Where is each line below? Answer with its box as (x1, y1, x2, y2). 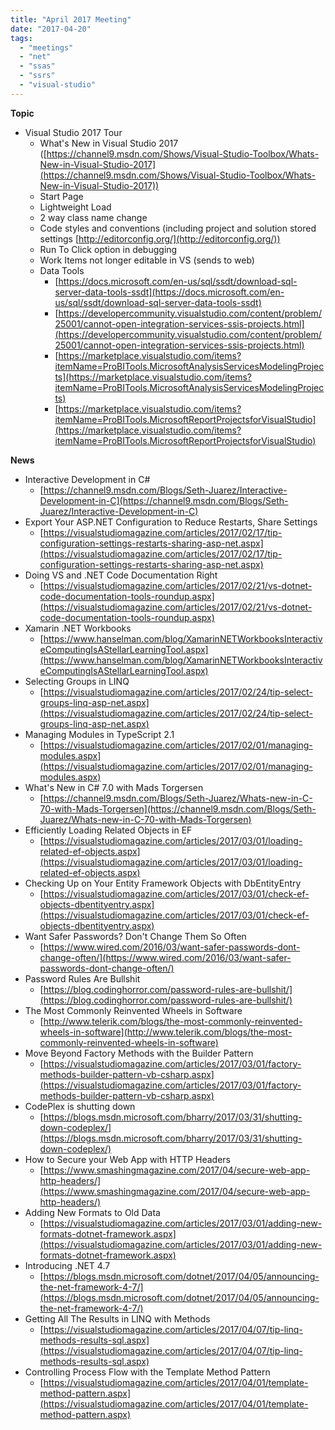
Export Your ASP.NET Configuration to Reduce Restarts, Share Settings (24, 516, 318, 528)
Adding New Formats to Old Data (24, 1206, 161, 1218)
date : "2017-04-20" (10, 24, 92, 34)
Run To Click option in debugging (39, 243, 178, 255)
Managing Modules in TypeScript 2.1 (24, 728, 175, 740)
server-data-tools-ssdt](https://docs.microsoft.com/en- (54, 286, 285, 298)
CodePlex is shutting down (24, 1100, 136, 1112)
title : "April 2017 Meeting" (10, 14, 132, 25)
